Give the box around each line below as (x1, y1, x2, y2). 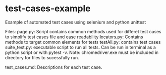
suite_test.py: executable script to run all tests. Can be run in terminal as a (5, 44, 156, 50)
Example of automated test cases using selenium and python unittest (5, 19, 146, 25)
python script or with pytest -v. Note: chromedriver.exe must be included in (5, 50, 159, 55)
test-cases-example (5, 3, 91, 14)
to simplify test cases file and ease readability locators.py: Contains (5, 34, 143, 40)
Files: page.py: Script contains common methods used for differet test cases (5, 28, 162, 34)
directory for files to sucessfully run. (5, 54, 79, 60)
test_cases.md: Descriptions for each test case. (5, 64, 103, 70)
